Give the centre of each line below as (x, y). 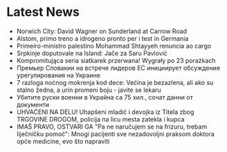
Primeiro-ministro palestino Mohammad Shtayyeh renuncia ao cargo (114, 46)
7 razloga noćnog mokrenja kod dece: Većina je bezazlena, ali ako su (115, 82)
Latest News (43, 12)
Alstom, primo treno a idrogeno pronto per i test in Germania (102, 38)
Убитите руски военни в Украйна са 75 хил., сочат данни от (105, 97)
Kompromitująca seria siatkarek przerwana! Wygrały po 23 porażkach (116, 60)
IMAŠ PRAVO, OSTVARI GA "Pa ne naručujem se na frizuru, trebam (112, 126)
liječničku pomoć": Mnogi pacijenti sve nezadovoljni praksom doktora (116, 134)
